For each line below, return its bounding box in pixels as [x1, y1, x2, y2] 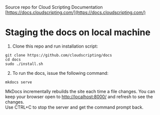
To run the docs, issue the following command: [12, 70, 109, 76]
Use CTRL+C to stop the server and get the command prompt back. [5, 104, 144, 110]
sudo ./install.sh [5, 61, 43, 66]
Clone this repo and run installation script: [12, 43, 98, 49]
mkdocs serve [5, 79, 32, 85]
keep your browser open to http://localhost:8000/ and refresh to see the [5, 94, 153, 100]
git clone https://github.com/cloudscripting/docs [5, 53, 112, 57]
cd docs [5, 57, 21, 62]
